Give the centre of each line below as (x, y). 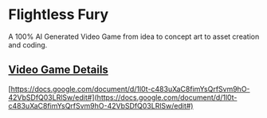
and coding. (28, 44)
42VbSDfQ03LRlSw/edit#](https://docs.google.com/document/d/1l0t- (123, 97)
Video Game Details (59, 70)
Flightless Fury (59, 15)
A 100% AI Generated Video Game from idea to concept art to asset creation (134, 36)
